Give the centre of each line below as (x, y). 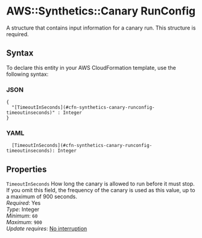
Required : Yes (24, 203)
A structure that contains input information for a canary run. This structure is (101, 28)
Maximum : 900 (24, 222)
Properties (27, 169)
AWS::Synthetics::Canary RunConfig (101, 11)
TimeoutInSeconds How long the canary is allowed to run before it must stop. (100, 184)
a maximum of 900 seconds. (42, 196)
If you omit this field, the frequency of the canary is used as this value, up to (101, 190)
